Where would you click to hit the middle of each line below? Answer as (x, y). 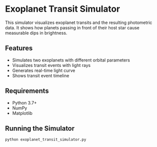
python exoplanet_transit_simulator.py (46, 140)
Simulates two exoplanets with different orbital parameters (71, 60)
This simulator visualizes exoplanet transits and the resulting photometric (79, 22)
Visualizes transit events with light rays (51, 65)
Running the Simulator (40, 128)
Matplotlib (22, 113)
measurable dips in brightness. (36, 33)
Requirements (27, 91)
